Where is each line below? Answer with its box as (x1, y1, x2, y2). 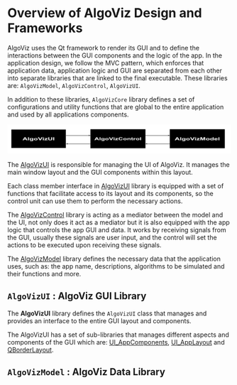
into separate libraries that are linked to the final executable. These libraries (7, 73, 228, 82)
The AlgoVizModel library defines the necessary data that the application (7, 254, 221, 263)
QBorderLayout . (7, 345, 54, 354)
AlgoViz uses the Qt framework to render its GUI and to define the (7, 43, 200, 52)
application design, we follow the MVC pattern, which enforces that (7, 58, 204, 67)
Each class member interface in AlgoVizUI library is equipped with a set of (7, 181, 224, 190)
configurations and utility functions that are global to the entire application (7, 102, 224, 111)
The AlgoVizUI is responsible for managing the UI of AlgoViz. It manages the (7, 160, 230, 168)
